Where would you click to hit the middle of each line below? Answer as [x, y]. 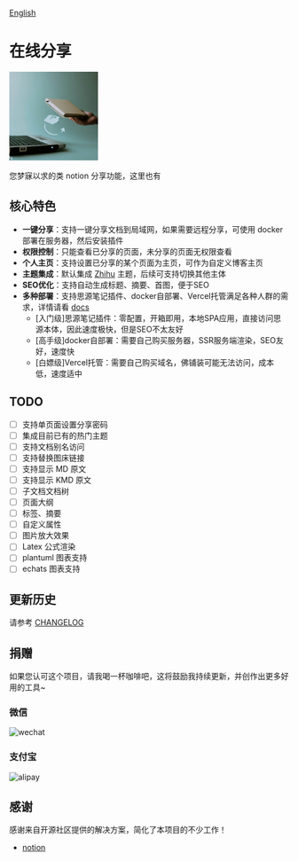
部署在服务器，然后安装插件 [73, 240]
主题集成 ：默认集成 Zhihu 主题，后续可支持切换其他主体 [124, 273]
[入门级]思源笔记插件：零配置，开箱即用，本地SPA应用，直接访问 [154, 317]
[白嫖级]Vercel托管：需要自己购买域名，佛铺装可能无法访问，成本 [155, 362]
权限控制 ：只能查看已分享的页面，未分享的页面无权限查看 [127, 251]
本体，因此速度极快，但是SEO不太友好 [113, 329]
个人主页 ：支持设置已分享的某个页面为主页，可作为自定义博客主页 [142, 262]
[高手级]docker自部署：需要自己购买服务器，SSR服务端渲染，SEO [156, 340]
